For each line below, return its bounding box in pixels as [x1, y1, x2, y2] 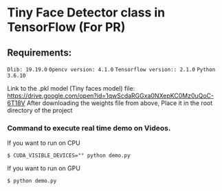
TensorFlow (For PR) [7, 19, 126, 35]
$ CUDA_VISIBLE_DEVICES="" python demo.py [7, 153, 131, 159]
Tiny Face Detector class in [7, 5, 166, 21]
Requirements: [7, 47, 72, 58]
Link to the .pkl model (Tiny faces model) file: [7, 85, 135, 92]
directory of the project [7, 106, 73, 114]
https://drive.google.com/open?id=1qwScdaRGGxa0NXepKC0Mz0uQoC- [7, 91, 214, 100]
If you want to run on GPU [7, 164, 81, 172]
